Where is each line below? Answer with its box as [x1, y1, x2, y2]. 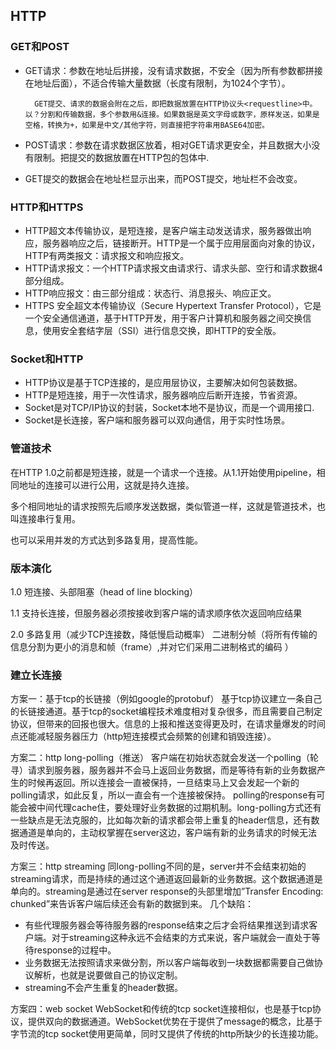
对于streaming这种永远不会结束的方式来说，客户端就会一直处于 [51, 932, 312, 944]
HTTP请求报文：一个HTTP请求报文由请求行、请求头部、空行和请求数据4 [24, 262, 323, 274]
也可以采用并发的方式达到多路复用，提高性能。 [10, 534, 203, 546]
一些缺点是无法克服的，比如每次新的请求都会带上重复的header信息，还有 [10, 814, 312, 826]
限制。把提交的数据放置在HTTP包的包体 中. [33, 151, 210, 163]
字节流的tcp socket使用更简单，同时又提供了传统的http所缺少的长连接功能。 [10, 1028, 324, 1040]
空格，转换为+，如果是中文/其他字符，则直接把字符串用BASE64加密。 [24, 120, 270, 130]
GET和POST [10, 40, 70, 54]
